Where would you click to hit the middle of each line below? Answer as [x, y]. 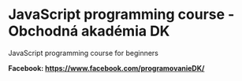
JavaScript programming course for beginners [84, 53]
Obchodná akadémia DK [89, 31]
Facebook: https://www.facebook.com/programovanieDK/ [106, 68]
